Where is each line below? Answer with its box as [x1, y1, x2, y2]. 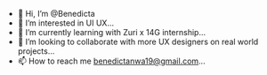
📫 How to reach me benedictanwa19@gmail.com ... [17, 56, 206, 66]
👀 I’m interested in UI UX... [17, 18, 114, 28]
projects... [17, 46, 55, 56]
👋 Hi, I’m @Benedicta [17, 9, 95, 19]
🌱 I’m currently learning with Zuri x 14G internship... [17, 27, 206, 37]
